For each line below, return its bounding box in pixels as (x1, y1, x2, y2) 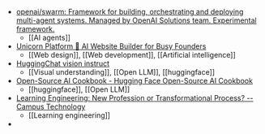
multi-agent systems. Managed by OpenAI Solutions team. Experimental (15, 15, 257, 25)
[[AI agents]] (28, 32, 71, 42)
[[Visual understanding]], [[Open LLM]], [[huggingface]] (28, 67, 216, 76)
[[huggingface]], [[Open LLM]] (28, 84, 130, 94)
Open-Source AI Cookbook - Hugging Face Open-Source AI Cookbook (15, 76, 254, 85)
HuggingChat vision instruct (15, 58, 110, 68)
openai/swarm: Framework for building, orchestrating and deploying (15, 7, 244, 16)
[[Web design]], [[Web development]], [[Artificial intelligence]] (28, 50, 237, 59)
